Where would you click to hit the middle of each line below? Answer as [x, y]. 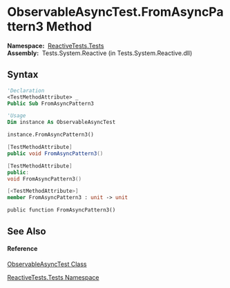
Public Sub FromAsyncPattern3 [51, 103]
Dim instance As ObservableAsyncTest [61, 122]
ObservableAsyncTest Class [47, 264]
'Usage [17, 116]
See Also [27, 231]
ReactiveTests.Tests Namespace [53, 277]
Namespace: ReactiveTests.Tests [56, 45]
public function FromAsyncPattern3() [61, 210]
